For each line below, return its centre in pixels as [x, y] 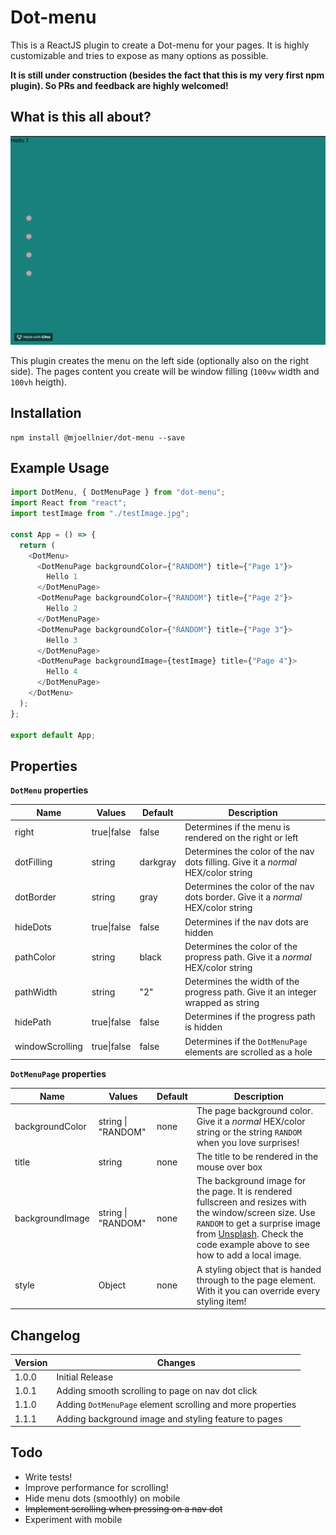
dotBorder [35, 897]
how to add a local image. [249, 1255]
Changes [176, 1362]
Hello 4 [62, 672]
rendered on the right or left [241, 837]
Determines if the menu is [237, 827]
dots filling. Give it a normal [240, 862]
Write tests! [48, 1477]
